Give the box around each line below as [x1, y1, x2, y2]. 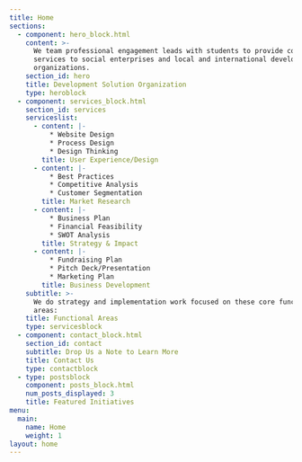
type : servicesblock [25, 323, 102, 332]
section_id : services [25, 105, 106, 114]
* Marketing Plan [49, 272, 115, 281]
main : [17, 414, 39, 423]
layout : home [9, 440, 58, 449]
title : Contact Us [25, 356, 94, 365]
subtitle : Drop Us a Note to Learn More [25, 347, 179, 356]
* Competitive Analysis [49, 181, 139, 190]
